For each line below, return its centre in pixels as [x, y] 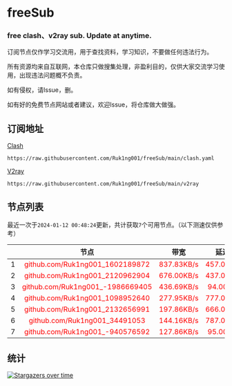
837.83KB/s [178, 264]
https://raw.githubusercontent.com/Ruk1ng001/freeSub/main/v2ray [103, 184]
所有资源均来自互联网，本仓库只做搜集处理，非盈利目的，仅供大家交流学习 [113, 66]
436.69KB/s [178, 287]
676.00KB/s [178, 276]
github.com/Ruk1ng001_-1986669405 [87, 287]
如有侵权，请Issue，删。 [42, 90]
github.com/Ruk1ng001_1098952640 [87, 298]
